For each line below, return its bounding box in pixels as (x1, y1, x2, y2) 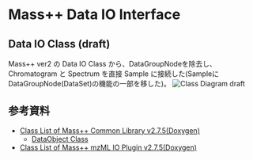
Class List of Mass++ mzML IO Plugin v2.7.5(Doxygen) (19, 143, 198, 152)
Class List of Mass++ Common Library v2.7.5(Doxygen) (19, 125, 200, 135)
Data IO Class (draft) (8, 37, 111, 51)
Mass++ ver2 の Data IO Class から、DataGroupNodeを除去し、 (8, 59, 217, 68)
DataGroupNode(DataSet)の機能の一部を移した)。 (8, 79, 172, 88)
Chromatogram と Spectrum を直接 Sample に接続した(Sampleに (8, 69, 220, 78)
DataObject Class (31, 134, 89, 143)
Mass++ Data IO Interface (8, 6, 181, 24)
